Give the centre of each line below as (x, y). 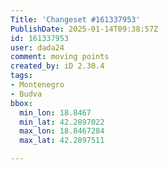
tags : (21, 76)
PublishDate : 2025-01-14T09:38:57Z (84, 29)
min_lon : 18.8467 (55, 112)
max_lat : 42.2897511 (62, 141)
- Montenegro (37, 85)
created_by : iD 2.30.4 (57, 66)
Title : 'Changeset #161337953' (75, 19)
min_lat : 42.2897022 (62, 122)
